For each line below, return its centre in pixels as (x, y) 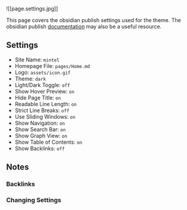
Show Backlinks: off (40, 148)
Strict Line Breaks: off (42, 110)
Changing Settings (34, 200)
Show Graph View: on (41, 135)
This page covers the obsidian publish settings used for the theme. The (94, 20)
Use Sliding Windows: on (45, 116)
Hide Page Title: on (38, 97)
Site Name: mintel (37, 60)
